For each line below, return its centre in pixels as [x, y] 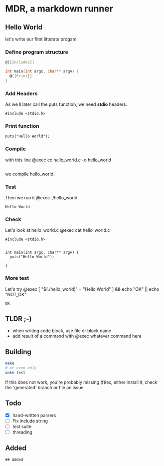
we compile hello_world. [30, 174]
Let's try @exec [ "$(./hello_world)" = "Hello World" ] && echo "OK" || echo [82, 289]
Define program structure [37, 52]
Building [18, 352]
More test [17, 278]
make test [15, 373]
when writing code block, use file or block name [62, 331]
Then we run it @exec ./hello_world [41, 197]
